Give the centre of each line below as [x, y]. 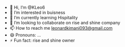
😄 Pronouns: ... [25, 35]
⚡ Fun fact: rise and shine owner [42, 40]
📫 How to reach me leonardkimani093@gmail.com [61, 28]
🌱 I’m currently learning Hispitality [44, 18]
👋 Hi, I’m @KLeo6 [27, 7]
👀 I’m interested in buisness [37, 12]
